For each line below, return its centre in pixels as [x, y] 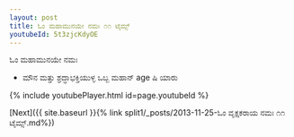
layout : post [34, 17]
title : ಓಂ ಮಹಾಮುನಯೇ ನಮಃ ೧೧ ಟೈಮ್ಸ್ [70, 26]
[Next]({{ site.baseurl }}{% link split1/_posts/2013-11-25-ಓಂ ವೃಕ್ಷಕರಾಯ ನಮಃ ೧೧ [147, 113]
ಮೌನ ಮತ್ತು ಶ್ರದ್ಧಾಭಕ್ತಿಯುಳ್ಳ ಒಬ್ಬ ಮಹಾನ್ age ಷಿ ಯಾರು [100, 78]
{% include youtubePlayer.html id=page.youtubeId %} [109, 96]
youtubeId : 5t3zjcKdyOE [54, 34]
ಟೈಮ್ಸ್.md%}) [32, 123]
